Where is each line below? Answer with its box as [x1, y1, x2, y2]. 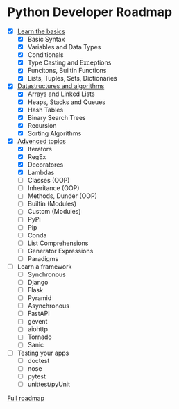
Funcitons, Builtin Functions [27, 67, 107, 75]
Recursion [27, 121, 57, 129]
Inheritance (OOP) [27, 184, 80, 192]
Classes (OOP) [27, 176, 70, 185]
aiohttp [27, 325, 49, 333]
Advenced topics [17, 137, 66, 145]
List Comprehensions [27, 239, 89, 247]
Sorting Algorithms [27, 129, 82, 137]
